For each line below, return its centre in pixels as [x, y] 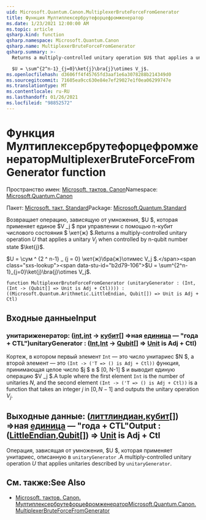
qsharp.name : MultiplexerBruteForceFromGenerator [71, 47]
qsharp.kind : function [35, 35]
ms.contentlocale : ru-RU [38, 92]
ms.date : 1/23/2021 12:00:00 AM [48, 23]
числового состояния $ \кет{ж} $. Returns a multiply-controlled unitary [97, 232]
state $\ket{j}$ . [25, 247]
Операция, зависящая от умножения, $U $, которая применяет [90, 450]
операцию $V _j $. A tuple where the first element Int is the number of [96, 376]
